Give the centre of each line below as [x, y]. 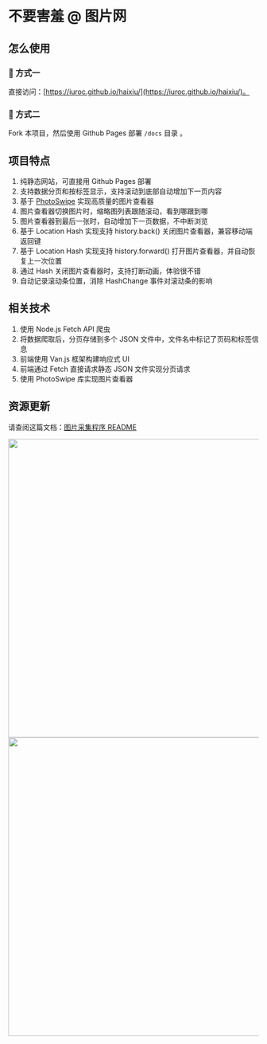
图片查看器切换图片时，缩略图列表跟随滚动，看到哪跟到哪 [114, 211]
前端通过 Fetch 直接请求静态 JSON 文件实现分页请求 [105, 369]
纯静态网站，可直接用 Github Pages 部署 [86, 181]
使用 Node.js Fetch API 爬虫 [65, 329]
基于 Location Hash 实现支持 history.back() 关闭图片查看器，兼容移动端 [136, 231]
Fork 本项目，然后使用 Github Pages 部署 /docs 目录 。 [98, 133]
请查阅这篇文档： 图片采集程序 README [73, 427]
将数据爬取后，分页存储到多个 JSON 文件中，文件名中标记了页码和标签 [135, 338]
